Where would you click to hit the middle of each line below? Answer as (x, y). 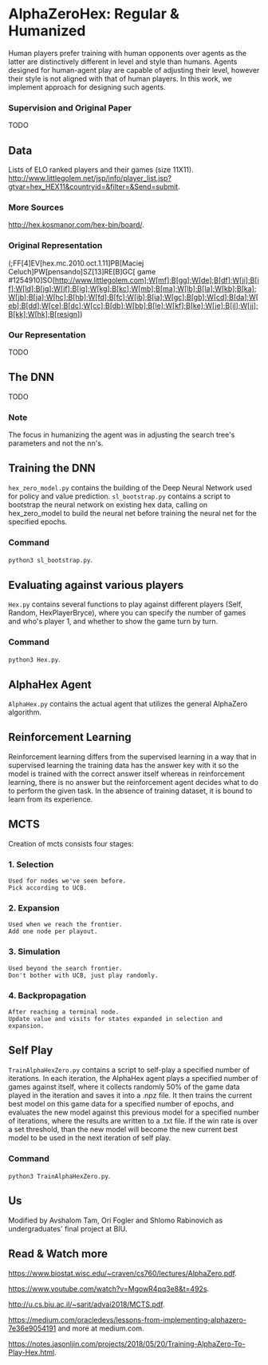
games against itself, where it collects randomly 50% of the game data (124, 1087)
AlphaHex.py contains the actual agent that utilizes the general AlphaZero (128, 704)
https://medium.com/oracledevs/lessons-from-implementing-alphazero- (128, 1319)
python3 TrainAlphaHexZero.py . (59, 1176)
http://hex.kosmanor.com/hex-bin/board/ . (77, 225)
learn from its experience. (51, 799)
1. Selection (31, 864)
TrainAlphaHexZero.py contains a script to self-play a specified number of (129, 1070)
